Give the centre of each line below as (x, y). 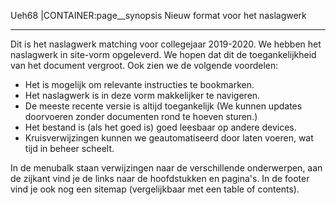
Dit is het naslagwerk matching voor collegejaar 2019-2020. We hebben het (166, 44)
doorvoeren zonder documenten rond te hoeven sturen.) (141, 116)
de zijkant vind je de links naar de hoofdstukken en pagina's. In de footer (160, 178)
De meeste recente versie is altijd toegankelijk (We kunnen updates (163, 106)
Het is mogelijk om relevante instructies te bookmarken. (139, 84)
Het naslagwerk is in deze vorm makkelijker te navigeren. (142, 95)
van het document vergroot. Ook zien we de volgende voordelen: (144, 65)
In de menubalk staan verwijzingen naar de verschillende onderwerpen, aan (166, 168)
